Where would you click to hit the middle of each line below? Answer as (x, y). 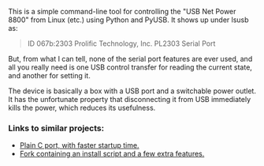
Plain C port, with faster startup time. (79, 145)
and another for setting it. (49, 75)
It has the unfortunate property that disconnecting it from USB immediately (130, 99)
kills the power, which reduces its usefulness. (82, 108)
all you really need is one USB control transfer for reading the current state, (130, 67)
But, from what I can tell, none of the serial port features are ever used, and (130, 59)
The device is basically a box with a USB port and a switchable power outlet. (132, 91)
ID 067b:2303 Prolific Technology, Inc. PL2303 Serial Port (121, 43)
